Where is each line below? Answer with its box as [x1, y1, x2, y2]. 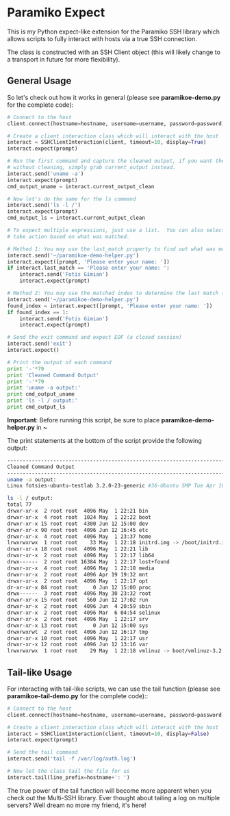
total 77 [7, 501, 32, 508]
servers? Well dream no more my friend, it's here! [7, 801, 146, 809]
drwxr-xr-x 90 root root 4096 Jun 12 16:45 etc [7, 526, 149, 533]
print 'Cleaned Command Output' [7, 372, 99, 379]
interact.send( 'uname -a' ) [7, 170, 84, 177]
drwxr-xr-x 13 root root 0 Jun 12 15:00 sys [7, 622, 149, 629]
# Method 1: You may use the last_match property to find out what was [7, 245, 216, 253]
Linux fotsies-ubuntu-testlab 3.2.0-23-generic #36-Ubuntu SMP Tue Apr [7, 483, 216, 489]
